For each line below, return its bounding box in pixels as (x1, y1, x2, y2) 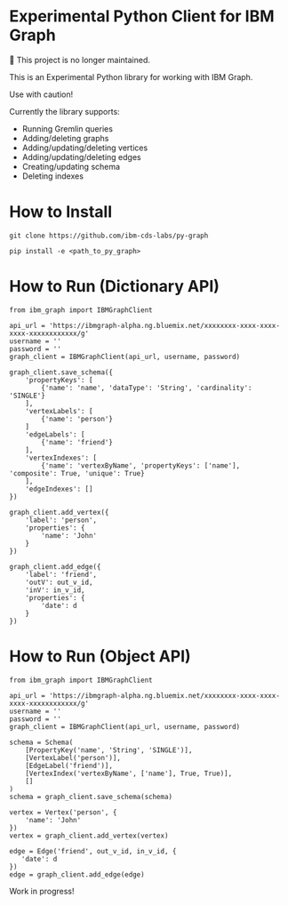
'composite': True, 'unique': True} (9, 469, 145, 477)
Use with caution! (9, 89, 74, 100)
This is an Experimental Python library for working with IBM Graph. (9, 71, 253, 82)
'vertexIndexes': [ (25, 453, 98, 462)
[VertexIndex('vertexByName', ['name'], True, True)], (25, 769, 233, 778)
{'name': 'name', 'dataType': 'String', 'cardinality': (41, 383, 252, 392)
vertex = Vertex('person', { (9, 807, 117, 817)
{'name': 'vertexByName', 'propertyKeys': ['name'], (41, 461, 241, 470)
